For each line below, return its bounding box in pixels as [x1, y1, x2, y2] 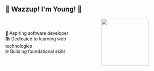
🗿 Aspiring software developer [5, 30, 69, 36]
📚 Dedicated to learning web [5, 36, 67, 42]
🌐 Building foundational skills [5, 48, 66, 54]
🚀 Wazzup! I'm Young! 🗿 [5, 5, 82, 14]
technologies [5, 43, 32, 49]
